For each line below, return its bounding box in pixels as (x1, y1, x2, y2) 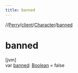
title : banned (5, 7, 36, 13)
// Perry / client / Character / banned (5, 22, 73, 28)
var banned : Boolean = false (5, 62, 65, 68)
